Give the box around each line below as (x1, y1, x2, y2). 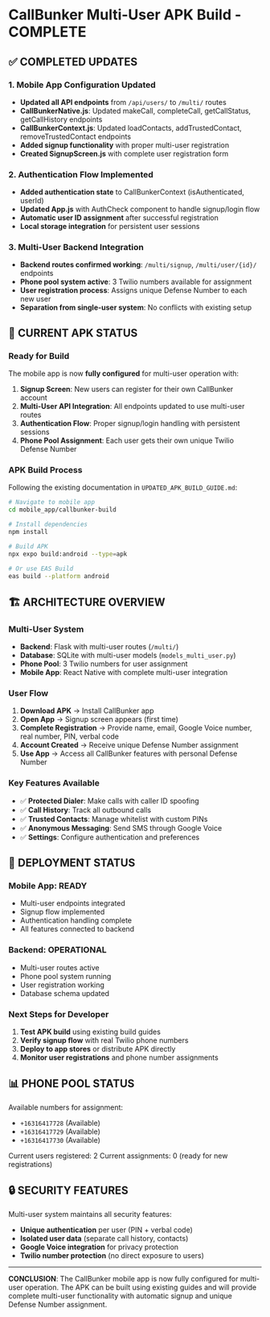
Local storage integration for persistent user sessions (19, 222, 200, 231)
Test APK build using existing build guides (19, 1027, 161, 1037)
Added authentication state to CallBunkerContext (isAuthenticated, (19, 187, 245, 197)
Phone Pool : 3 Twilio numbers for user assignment (19, 659, 188, 669)
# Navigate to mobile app (8, 498, 95, 506)
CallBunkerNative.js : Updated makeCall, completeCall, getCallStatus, (19, 106, 252, 115)
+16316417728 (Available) (19, 1118, 100, 1127)
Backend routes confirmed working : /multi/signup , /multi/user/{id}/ (19, 260, 257, 269)
